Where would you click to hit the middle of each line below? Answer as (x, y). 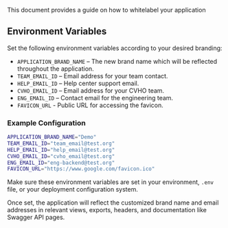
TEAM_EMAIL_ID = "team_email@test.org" (61, 144)
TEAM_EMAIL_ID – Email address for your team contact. (92, 76)
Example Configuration (46, 123)
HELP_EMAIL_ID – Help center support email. (78, 83)
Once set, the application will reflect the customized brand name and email (113, 203)
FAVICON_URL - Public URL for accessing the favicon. (90, 105)
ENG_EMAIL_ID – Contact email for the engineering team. (95, 98)
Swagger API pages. (36, 217)
